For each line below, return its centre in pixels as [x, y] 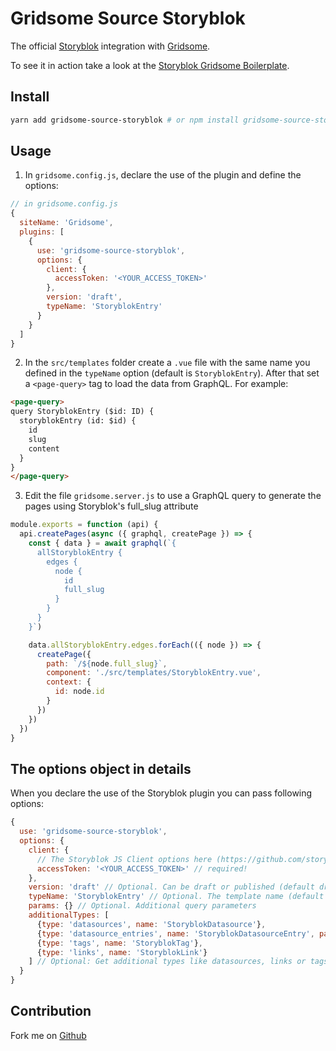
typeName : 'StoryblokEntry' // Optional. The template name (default [176, 897]
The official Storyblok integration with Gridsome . [110, 46]
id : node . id [79, 692]
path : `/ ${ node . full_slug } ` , [107, 663]
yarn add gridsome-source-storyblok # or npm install [125, 120]
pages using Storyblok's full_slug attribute [111, 506]
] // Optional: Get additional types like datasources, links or [167, 962]
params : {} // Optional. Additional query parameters [142, 906]
